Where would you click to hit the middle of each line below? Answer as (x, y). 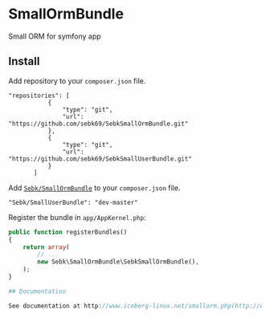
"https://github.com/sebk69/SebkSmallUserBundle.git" (100, 159)
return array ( (46, 247)
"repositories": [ (39, 96)
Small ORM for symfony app (55, 36)
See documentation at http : (55, 306)
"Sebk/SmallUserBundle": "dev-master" (73, 202)
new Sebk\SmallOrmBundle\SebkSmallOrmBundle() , (118, 262)
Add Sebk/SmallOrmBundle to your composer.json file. (94, 188)
